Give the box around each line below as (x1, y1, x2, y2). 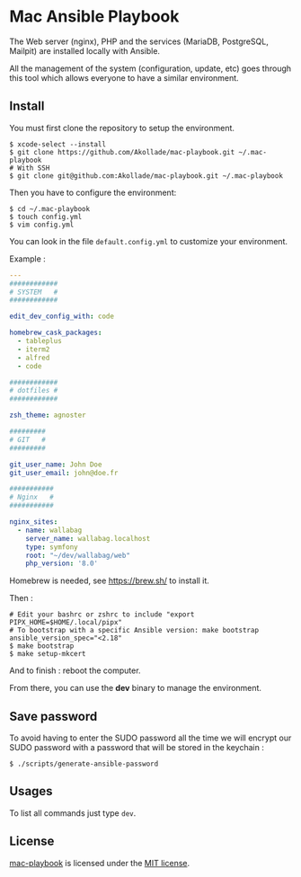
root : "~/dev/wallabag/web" (25, 551, 130, 560)
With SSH (17, 164, 50, 173)
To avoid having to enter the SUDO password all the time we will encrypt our (9, 732, 292, 743)
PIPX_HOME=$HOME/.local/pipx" (9, 618, 123, 627)
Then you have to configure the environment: (9, 187, 177, 198)
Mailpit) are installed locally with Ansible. (9, 45, 160, 56)
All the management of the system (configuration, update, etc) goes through (9, 63, 292, 74)
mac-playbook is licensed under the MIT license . (9, 857, 190, 868)
